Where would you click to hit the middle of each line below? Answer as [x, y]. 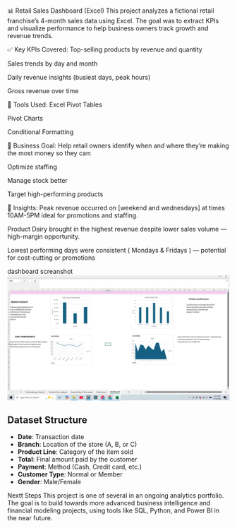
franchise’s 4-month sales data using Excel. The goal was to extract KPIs [113, 21]
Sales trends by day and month [53, 64]
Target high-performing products [55, 194]
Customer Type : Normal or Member [70, 474]
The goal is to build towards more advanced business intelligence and [109, 503]
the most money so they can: [49, 153]
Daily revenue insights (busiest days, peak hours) [79, 77]
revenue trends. [30, 36]
